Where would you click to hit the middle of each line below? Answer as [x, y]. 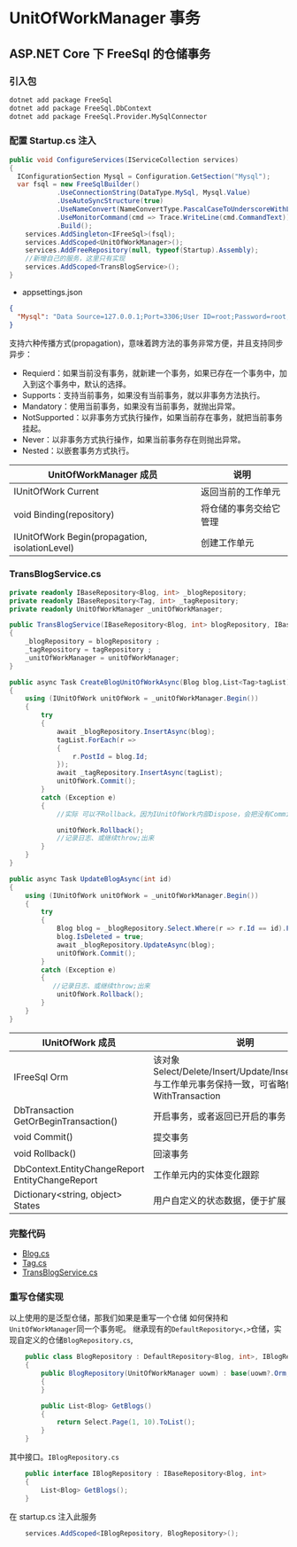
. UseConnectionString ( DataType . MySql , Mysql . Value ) [153, 193]
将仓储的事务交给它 [240, 508]
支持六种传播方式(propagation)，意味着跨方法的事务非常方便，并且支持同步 [146, 343]
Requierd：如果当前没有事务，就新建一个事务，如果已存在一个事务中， [151, 372]
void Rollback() [45, 1153]
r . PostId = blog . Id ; [110, 756]
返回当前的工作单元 [240, 491]
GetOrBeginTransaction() [65, 1121]
